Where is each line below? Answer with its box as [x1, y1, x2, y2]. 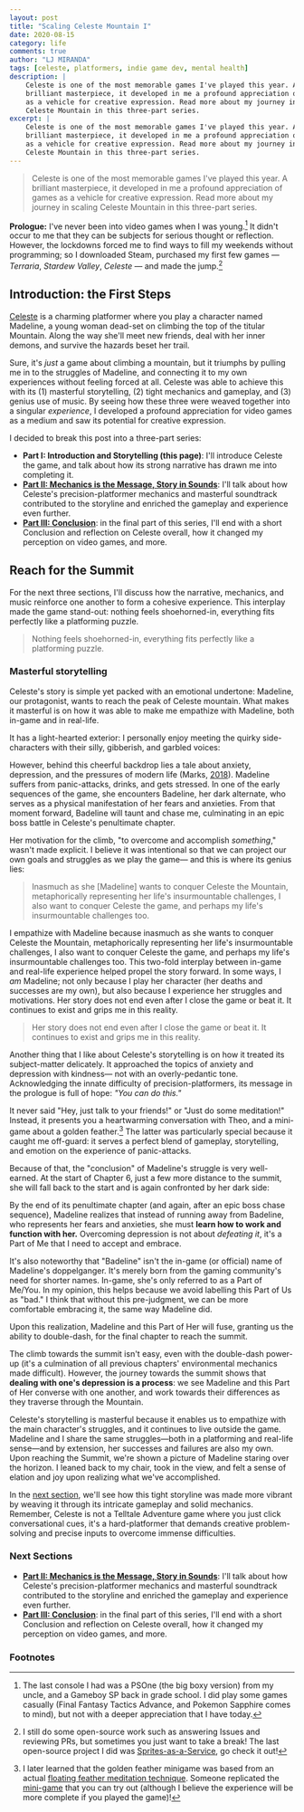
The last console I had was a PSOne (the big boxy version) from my [22, 1680, 274, 1691]
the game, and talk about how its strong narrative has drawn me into [22, 459, 278, 471]
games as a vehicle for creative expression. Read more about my [31, 192, 274, 203]
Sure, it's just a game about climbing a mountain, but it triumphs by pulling [9, 357, 287, 367]
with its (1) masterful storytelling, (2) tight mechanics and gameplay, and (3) [9, 386, 291, 396]
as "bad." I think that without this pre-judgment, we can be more [9, 1293, 249, 1304]
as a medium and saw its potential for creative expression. [9, 415, 226, 425]
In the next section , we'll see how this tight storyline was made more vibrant [9, 1489, 292, 1500]
